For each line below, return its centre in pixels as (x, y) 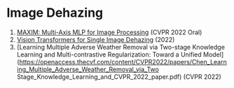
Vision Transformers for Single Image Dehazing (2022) (96, 39)
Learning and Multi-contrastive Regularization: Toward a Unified (109, 54)
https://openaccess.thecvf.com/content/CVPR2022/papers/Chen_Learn (123, 61)
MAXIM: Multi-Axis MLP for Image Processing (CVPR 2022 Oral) (109, 32)
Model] (213, 54)
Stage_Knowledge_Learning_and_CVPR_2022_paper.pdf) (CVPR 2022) (119, 76)
